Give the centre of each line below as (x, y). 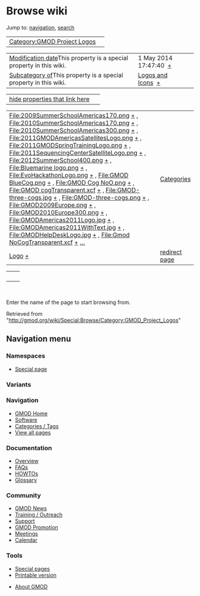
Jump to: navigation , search (40, 27)
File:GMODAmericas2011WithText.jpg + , (67, 227)
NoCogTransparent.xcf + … (47, 242)
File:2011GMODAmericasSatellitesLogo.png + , (75, 137)
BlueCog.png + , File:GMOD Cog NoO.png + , (72, 182)
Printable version (35, 575)
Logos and (153, 75)
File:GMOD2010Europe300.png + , (58, 212)
